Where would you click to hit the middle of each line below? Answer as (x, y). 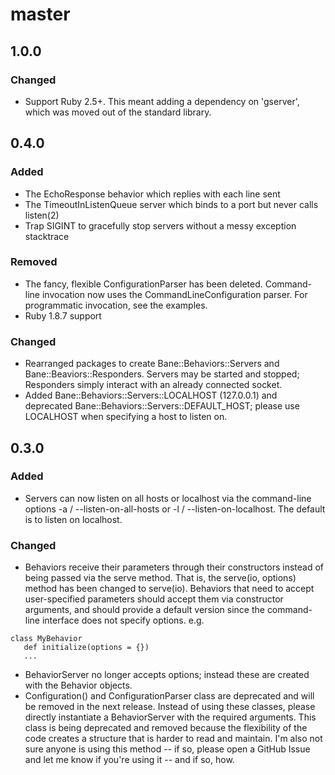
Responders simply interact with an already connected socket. (153, 385)
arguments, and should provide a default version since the (144, 610)
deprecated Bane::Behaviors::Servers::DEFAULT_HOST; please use (162, 406)
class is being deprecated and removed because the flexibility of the (166, 728)
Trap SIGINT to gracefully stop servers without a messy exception (160, 225)
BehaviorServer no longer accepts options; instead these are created (167, 675)
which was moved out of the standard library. (118, 112)
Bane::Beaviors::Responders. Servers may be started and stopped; (162, 374)
